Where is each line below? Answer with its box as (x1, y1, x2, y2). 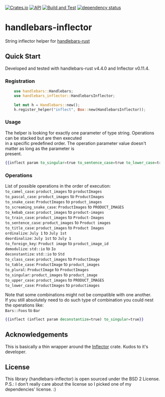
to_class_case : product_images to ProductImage (5, 256, 100, 262)
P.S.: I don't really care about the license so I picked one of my (5, 381, 132, 387)
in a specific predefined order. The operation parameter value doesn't (5, 140, 146, 146)
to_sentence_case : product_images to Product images (5, 219, 111, 226)
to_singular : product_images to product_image (5, 272, 98, 278)
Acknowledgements (5, 331, 68, 339)
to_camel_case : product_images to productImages (5, 188, 102, 194)
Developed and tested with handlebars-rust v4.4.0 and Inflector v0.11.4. (5, 65, 150, 71)
